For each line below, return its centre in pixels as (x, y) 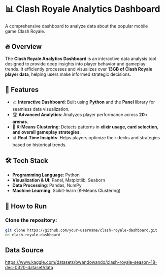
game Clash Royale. (25, 31)
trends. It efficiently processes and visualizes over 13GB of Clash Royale (79, 69)
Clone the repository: (31, 220)
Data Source (24, 250)
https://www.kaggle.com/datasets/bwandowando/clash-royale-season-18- (81, 262)
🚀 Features (22, 90)
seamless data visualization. (41, 109)
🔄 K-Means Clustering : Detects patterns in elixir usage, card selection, (85, 127)
